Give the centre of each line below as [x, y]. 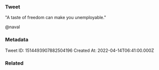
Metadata [17, 40]
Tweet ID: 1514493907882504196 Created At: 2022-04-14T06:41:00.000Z [80, 50]
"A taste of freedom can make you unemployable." [56, 18]
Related [14, 63]
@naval [13, 27]
